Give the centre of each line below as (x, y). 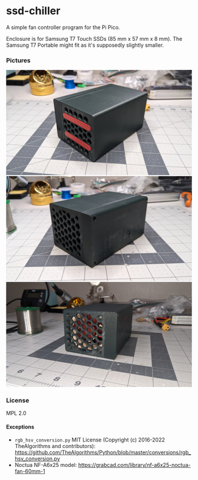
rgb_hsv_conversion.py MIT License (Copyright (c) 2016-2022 (90, 440)
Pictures (19, 60)
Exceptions (20, 427)
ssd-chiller (33, 11)
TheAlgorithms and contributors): (55, 446)
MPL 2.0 (16, 413)
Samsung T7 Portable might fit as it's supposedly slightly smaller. (85, 45)
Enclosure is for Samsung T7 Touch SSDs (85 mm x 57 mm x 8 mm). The (94, 38)
